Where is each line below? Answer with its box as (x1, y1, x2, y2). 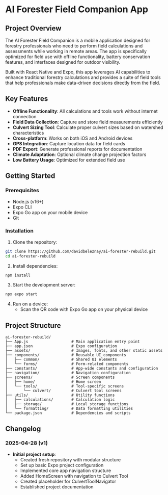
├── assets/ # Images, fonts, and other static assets (5, 348, 163, 353)
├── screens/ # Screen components (5, 375, 115, 380)
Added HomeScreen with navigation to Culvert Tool (20, 473, 128, 479)
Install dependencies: (12, 263, 58, 269)
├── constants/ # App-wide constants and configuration (5, 366, 158, 371)
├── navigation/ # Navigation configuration (5, 371, 131, 376)
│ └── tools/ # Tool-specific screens (5, 384, 124, 389)
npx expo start (5, 292, 38, 297)
